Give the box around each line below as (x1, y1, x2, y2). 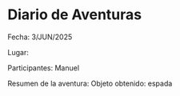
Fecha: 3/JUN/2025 (7, 32, 73, 42)
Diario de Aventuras (7, 6, 142, 24)
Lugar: (7, 47, 29, 57)
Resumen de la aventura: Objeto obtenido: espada (7, 78, 173, 88)
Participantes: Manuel (7, 62, 80, 73)
